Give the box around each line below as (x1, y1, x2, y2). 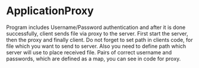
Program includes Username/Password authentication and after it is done (6, 24, 186, 31)
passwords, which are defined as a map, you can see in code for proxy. (6, 55, 181, 62)
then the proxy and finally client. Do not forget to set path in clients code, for (6, 36, 193, 43)
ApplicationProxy (6, 4, 94, 18)
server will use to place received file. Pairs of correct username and (6, 48, 172, 56)
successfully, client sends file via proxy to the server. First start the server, (6, 30, 188, 37)
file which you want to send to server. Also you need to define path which (6, 43, 187, 50)
